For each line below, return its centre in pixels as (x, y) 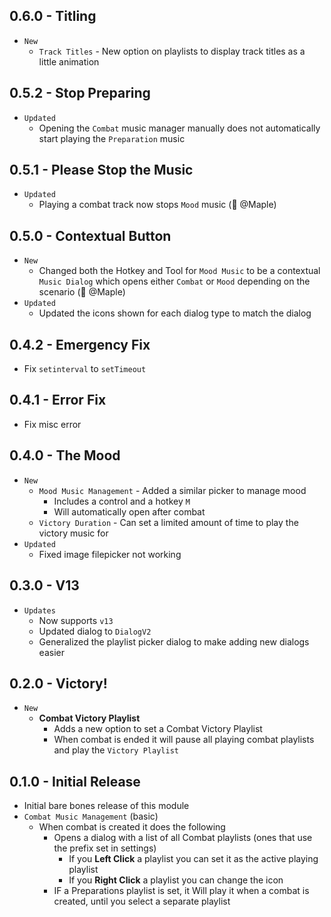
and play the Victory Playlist (116, 750)
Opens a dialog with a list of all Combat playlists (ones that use (183, 838)
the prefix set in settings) (105, 848)
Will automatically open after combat (129, 511)
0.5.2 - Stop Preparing (80, 93)
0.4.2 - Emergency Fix (80, 344)
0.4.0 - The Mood (65, 455)
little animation (69, 61)
